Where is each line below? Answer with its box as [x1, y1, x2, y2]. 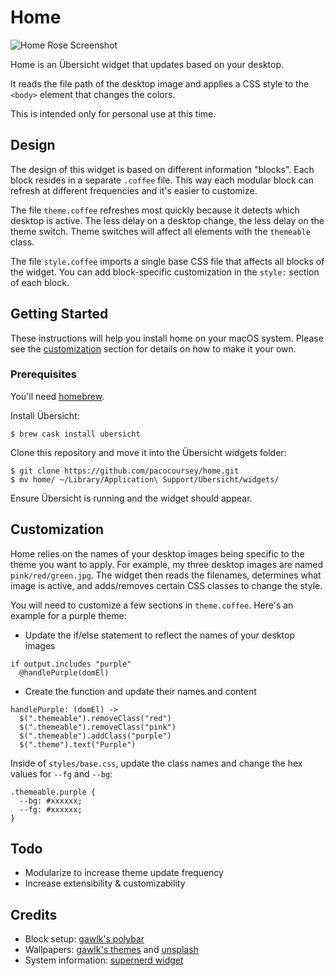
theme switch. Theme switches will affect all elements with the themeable [10, 225, 311, 237]
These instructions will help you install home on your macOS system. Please [10, 332, 324, 344]
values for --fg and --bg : [10, 767, 113, 780]
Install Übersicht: [10, 409, 80, 421]
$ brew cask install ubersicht [10, 429, 141, 439]
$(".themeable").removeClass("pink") [19, 722, 177, 732]
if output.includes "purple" [10, 659, 132, 669]
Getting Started [10, 306, 109, 323]
